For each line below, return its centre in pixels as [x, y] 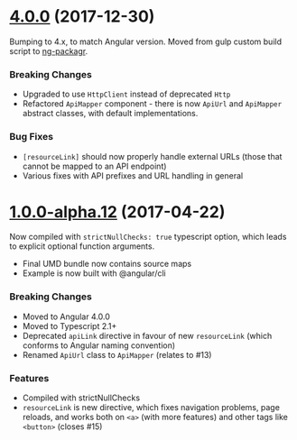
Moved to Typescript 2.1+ [70, 325]
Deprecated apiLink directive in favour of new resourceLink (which [147, 335]
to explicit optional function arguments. [82, 246]
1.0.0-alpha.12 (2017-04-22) [117, 211]
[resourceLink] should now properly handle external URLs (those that [152, 156]
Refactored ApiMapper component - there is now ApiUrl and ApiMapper [152, 104]
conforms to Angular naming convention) [99, 345]
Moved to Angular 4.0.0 [66, 316]
